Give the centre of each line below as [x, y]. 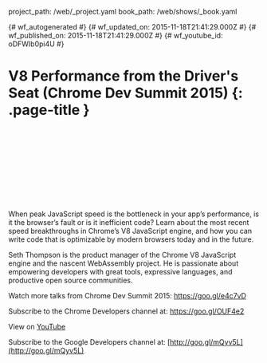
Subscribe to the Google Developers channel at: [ [89, 341]
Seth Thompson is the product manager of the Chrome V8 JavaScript [122, 254]
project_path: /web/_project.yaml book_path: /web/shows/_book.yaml [123, 12]
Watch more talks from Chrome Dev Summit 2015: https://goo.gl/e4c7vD [128, 295]
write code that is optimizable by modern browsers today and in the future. [131, 239]
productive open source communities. [71, 280]
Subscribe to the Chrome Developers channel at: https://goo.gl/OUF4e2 [126, 311]
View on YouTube [37, 326]
